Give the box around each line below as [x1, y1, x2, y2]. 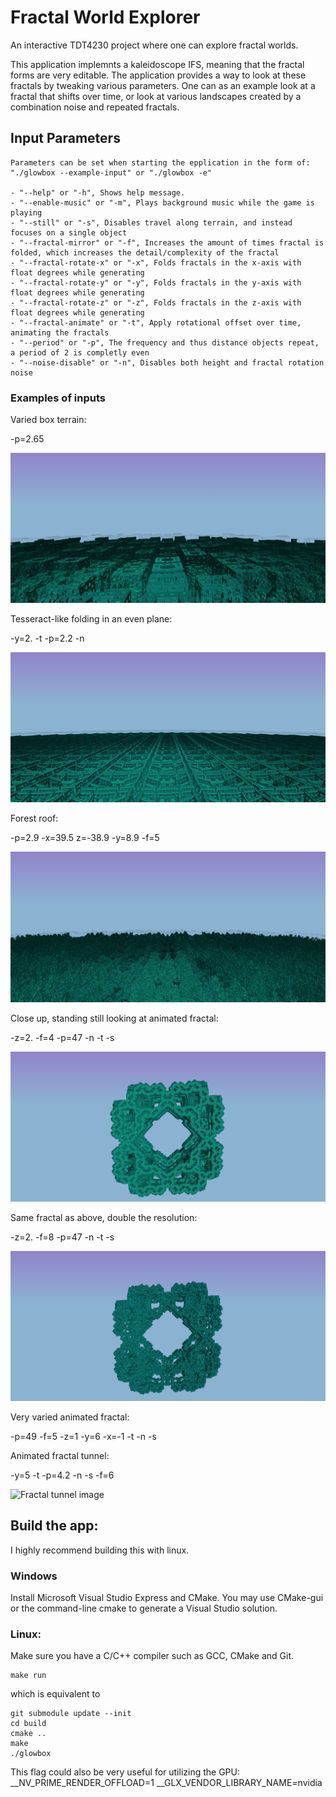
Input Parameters [10, 130, 121, 147]
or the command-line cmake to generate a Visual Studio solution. [10, 1602, 278, 1615]
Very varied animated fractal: [10, 1411, 130, 1423]
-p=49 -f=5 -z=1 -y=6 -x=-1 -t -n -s [10, 1430, 157, 1442]
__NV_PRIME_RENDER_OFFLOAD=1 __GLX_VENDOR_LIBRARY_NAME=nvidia [10, 1777, 323, 1789]
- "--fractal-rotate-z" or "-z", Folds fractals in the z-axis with [10, 297, 302, 308]
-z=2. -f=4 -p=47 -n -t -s [10, 1031, 115, 1043]
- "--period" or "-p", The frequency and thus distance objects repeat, [10, 337, 320, 348]
